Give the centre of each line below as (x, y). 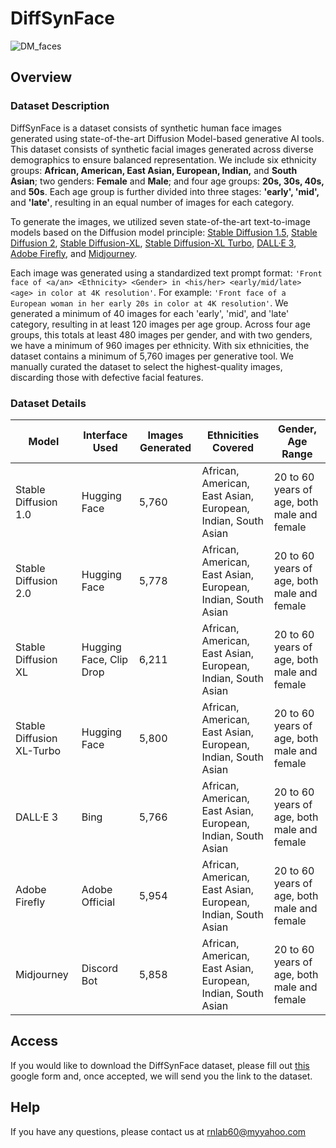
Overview (41, 77)
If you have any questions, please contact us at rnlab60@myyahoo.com (158, 1131)
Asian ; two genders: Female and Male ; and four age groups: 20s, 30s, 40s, (167, 181)
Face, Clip (105, 659)
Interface (105, 435)
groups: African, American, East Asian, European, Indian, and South (154, 170)
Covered (233, 447)
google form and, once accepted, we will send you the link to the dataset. (161, 1076)
